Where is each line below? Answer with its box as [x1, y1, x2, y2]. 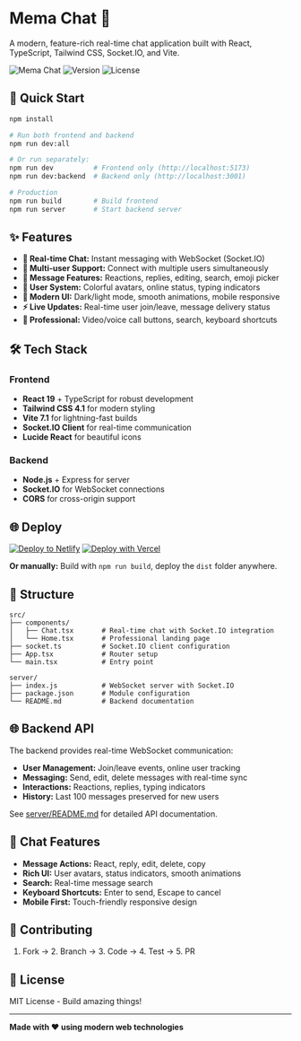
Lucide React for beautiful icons [21, 432, 142, 442]
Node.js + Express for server [21, 475, 130, 486]
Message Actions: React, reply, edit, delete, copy [21, 858, 206, 869]
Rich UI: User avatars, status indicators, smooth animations [21, 868, 242, 879]
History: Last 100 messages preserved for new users [21, 791, 219, 801]
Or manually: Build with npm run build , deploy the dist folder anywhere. [9, 561, 278, 572]
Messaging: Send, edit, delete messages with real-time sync [21, 772, 248, 783]
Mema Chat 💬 [9, 8, 111, 29]
